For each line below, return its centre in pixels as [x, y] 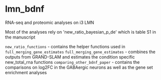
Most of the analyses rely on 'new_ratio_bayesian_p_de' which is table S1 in [81, 32]
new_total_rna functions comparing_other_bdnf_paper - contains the [72, 62]
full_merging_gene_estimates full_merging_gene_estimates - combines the [80, 52]
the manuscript [20, 37]
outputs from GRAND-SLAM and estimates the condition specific [70, 57]
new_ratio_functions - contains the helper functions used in [65, 46]
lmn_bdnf [25, 9]
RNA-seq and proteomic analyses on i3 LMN [50, 22]
